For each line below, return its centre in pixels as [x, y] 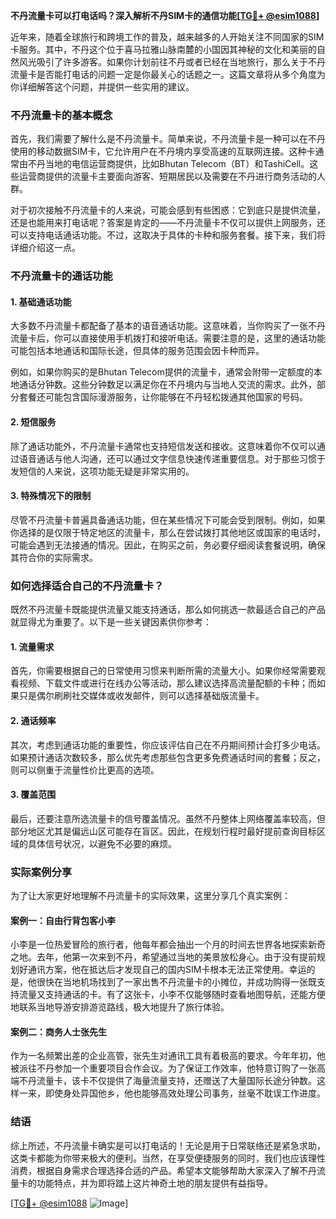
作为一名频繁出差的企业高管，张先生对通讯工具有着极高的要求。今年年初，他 [168, 1056]
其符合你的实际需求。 [54, 557]
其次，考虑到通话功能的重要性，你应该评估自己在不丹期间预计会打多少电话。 [168, 745]
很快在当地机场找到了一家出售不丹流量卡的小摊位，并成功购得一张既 [176, 982]
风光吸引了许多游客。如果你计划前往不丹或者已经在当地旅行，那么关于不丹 [172, 62]
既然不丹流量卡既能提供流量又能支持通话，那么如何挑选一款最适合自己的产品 [168, 610]
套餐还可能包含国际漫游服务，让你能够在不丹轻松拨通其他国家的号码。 [163, 397]
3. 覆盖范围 [33, 795]
